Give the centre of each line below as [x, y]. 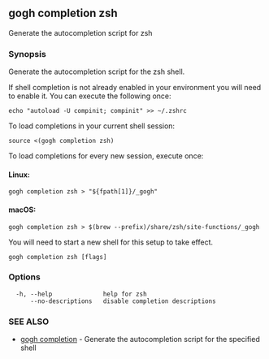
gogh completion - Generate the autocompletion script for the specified [140, 340]
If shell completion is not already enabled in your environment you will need [135, 88]
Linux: [19, 175]
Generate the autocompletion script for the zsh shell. [97, 71]
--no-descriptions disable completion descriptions [123, 301]
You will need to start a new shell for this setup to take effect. [111, 242]
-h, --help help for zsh [82, 294]
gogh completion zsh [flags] [58, 257]
